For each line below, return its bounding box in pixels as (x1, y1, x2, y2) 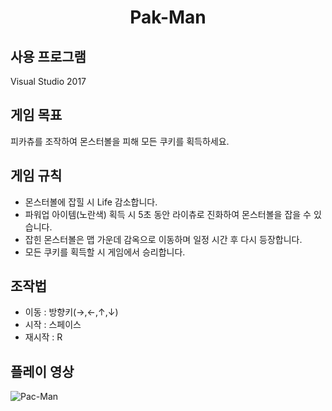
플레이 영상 (10, 363, 75, 380)
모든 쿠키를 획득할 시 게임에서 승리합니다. (24, 246, 186, 258)
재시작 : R (24, 331, 63, 343)
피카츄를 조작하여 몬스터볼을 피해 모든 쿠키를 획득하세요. (10, 135, 230, 147)
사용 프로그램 (10, 48, 87, 65)
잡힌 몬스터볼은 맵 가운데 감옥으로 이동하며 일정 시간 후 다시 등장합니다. (24, 233, 303, 245)
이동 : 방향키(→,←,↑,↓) (24, 306, 119, 318)
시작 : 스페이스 (24, 319, 82, 331)
